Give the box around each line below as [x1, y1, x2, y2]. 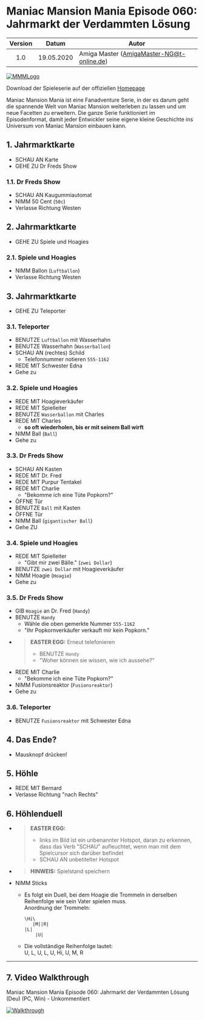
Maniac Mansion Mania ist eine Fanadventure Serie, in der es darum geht [6, 96, 189, 103]
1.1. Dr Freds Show [6, 178, 61, 186]
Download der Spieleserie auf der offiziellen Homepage [6, 84, 146, 92]
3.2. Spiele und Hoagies [6, 384, 78, 392]
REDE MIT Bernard [15, 785, 62, 792]
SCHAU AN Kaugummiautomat [15, 192, 92, 199]
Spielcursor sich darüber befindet [39, 850, 124, 857]
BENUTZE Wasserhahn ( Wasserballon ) [15, 342, 111, 350]
